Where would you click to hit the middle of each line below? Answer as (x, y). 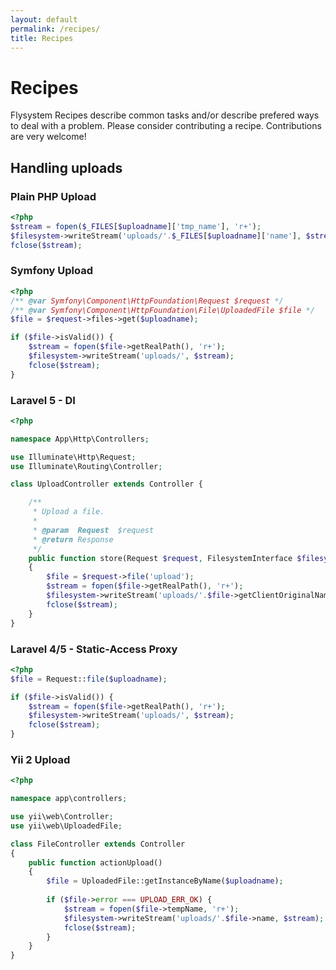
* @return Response (73, 539)
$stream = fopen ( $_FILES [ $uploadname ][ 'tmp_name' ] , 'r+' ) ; (136, 226)
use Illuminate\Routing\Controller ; (86, 466)
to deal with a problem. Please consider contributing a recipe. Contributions (166, 126)
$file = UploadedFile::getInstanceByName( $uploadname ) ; (165, 881)
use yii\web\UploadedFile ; (66, 826)
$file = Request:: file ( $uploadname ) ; (89, 679)
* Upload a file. (68, 512)
